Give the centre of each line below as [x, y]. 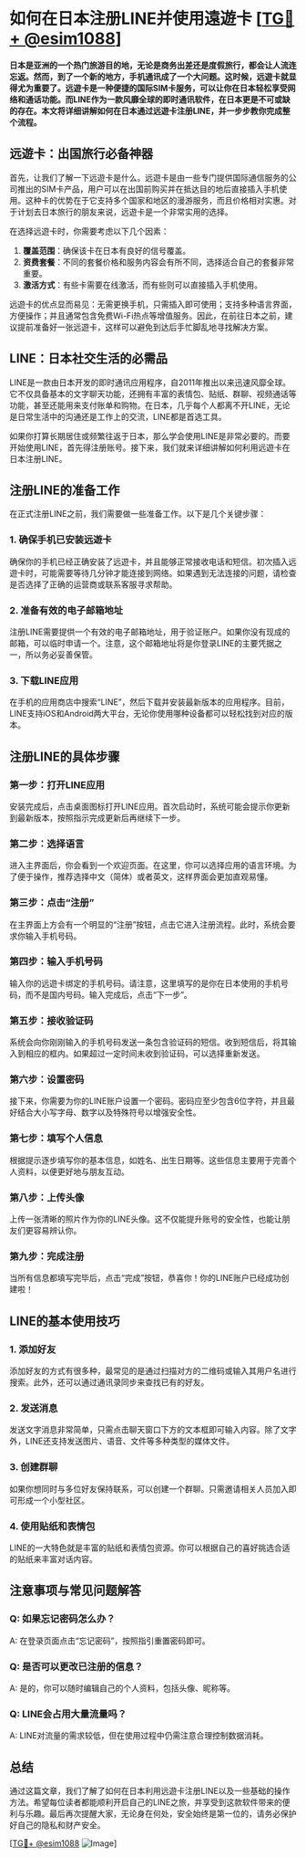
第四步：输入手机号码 [56, 961]
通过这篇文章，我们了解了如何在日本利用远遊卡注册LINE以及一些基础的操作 [150, 1791]
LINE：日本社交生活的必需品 [89, 358]
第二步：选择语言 [47, 844]
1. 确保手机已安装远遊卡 [61, 540]
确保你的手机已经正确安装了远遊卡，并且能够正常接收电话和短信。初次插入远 [153, 562]
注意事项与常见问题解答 [75, 1591]
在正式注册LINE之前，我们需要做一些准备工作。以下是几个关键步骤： [138, 514]
